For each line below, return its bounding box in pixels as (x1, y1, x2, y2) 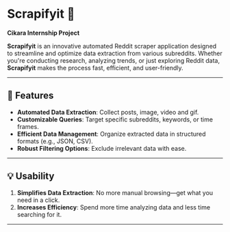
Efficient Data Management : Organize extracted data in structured (16, 130, 207, 138)
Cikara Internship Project (7, 29, 80, 37)
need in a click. (16, 196, 60, 204)
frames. (16, 122, 39, 130)
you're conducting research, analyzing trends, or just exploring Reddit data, (7, 56, 220, 64)
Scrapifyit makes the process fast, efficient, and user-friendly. (7, 63, 183, 72)
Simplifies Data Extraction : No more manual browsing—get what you (16, 188, 214, 197)
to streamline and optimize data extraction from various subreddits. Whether (7, 49, 222, 57)
